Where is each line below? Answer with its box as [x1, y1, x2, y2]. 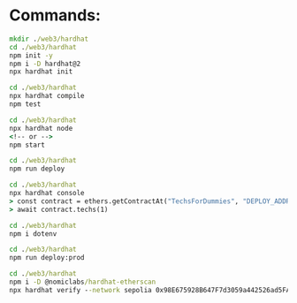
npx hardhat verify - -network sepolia [9, 285, 152, 294]
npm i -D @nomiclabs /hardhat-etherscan [9, 277, 156, 287]
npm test [9, 100, 42, 109]
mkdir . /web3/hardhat [9, 34, 89, 43]
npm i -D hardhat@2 [9, 59, 81, 68]
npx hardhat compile [9, 92, 86, 101]
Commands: [9, 5, 102, 26]
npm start [9, 140, 46, 149]
